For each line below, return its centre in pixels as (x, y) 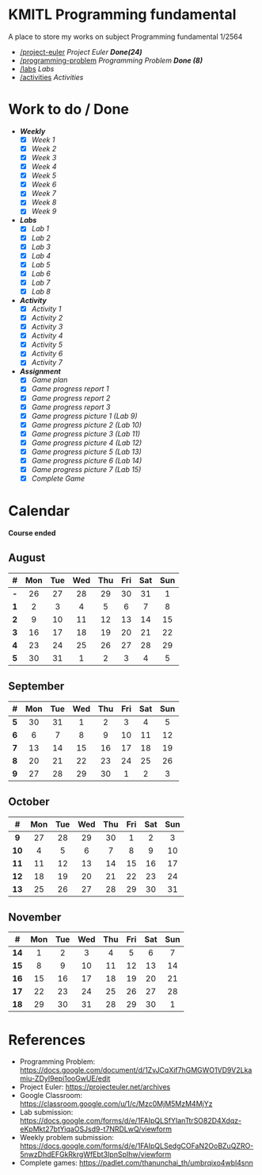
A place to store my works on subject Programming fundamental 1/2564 (125, 36)
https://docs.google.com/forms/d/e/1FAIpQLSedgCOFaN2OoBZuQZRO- (137, 1146)
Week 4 (44, 167)
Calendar (39, 511)
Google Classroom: (51, 1096)
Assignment (40, 371)
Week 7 (44, 194)
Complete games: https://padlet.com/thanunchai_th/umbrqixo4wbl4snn (136, 1163)
